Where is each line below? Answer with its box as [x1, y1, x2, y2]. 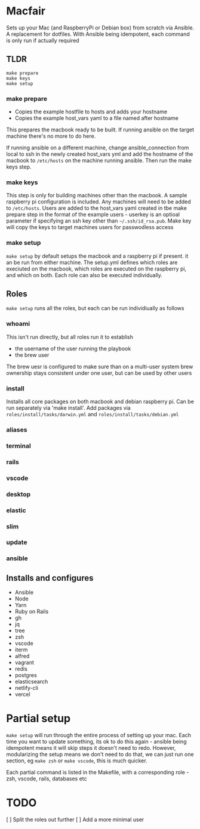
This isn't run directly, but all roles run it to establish [6, 333, 133, 340]
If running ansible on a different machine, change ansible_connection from [6, 144, 189, 151]
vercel [14, 691, 31, 698]
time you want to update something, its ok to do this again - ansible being [6, 738, 187, 745]
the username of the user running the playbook [14, 345, 131, 352]
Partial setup [6, 712, 71, 725]
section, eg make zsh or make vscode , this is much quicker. [6, 757, 147, 764]
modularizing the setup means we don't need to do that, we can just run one [6, 751, 194, 758]
